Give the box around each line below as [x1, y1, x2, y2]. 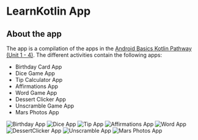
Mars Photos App [15, 109, 59, 116]
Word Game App [15, 89, 57, 96]
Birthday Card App [15, 63, 62, 70]
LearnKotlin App [6, 4, 91, 18]
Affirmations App [15, 83, 59, 90]
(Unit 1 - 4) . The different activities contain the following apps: [6, 51, 163, 59]
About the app [6, 29, 62, 39]
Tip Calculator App [15, 76, 63, 83]
